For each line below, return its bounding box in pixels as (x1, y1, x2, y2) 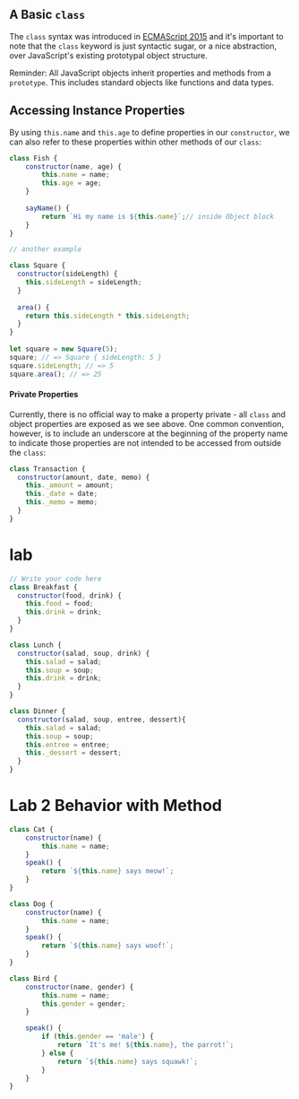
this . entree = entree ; (25, 740, 110, 749)
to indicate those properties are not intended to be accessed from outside (9, 437, 282, 448)
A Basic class (9, 7, 86, 22)
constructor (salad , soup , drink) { (17, 649, 150, 658)
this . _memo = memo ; (25, 498, 98, 507)
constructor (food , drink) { (17, 591, 123, 600)
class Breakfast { (9, 582, 78, 591)
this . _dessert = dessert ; (25, 748, 123, 757)
